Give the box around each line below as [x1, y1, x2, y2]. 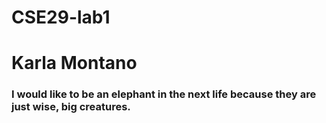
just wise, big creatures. [11, 100, 131, 114]
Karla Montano [11, 52, 138, 75]
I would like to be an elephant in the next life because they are [11, 87, 317, 101]
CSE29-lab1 [11, 6, 111, 29]
